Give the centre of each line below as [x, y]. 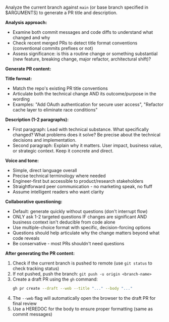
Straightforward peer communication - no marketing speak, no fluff [82, 186]
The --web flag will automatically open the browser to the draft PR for [84, 298]
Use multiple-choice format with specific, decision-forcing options [81, 227]
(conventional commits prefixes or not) [53, 48]
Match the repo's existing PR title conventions [60, 88]
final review [24, 303]
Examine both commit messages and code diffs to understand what [83, 32]
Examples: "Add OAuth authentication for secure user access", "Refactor [88, 104]
